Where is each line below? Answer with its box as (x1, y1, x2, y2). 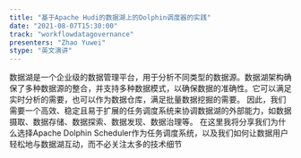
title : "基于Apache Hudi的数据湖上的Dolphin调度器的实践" (9, 12, 211, 22)
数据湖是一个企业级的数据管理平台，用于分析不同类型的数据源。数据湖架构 (9, 72, 284, 83)
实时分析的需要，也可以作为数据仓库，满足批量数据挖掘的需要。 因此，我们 (9, 95, 287, 105)
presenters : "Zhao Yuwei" (9, 37, 106, 47)
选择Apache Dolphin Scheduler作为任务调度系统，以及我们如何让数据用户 (16, 128, 289, 138)
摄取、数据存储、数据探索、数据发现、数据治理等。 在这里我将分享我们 (9, 117, 271, 128)
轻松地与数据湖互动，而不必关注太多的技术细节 (9, 139, 182, 150)
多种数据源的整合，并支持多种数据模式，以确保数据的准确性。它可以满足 (24, 83, 292, 94)
